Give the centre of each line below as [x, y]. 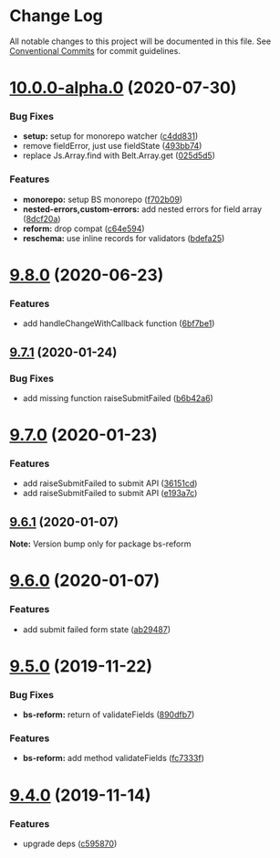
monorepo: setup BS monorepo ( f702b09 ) [103, 199]
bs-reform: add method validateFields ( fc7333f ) [114, 758]
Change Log [56, 16]
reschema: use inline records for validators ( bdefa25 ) [124, 238]
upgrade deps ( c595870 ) [70, 843]
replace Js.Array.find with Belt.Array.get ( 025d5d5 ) [119, 155]
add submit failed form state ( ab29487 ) [97, 629]
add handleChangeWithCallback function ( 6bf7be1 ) [119, 323]
